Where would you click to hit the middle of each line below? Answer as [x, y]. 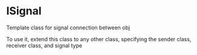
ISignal [24, 11]
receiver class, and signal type [44, 45]
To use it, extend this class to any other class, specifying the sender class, [99, 39]
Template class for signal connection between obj [68, 27]
